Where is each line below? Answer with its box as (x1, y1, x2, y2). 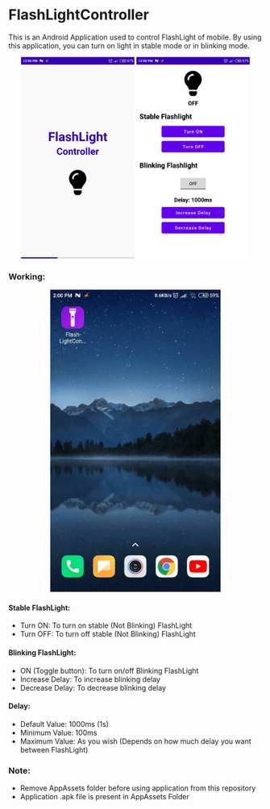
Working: (8, 271, 46, 282)
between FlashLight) (19, 745, 89, 754)
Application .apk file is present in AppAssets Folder (19, 792, 189, 802)
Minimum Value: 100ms (19, 728, 98, 737)
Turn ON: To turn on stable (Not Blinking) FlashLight (19, 620, 193, 630)
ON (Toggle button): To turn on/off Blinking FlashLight (19, 666, 199, 675)
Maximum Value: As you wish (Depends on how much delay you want (19, 736, 251, 746)
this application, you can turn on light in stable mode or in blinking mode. (8, 40, 250, 50)
